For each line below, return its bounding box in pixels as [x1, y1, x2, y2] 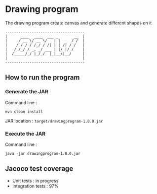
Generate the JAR [5, 88, 48, 95]
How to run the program [5, 73, 80, 82]
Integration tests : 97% [12, 183, 59, 189]
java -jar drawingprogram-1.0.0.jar [5, 151, 80, 156]
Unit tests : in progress [12, 178, 59, 184]
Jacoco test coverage [5, 165, 74, 173]
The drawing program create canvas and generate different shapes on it [5, 20, 152, 26]
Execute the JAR [5, 130, 46, 137]
